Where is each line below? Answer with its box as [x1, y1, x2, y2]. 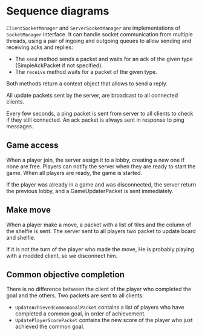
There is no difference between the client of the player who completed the [6, 286, 192, 293]
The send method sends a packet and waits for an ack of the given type [15, 55, 194, 62]
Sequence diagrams [6, 4, 109, 18]
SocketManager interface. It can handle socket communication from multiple [6, 30, 194, 38]
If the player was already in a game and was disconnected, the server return [6, 180, 197, 188]
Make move [6, 205, 51, 216]
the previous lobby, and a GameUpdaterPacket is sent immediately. [6, 187, 174, 194]
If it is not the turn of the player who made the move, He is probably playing [6, 245, 195, 252]
